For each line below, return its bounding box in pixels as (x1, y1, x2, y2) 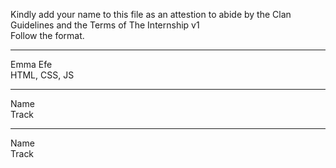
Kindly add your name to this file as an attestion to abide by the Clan (10, 9, 292, 20)
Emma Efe (10, 59, 53, 70)
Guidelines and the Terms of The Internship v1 (10, 19, 200, 31)
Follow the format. (10, 30, 85, 41)
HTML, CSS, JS (10, 69, 75, 81)
